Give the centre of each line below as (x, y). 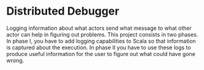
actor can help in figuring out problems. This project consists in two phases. (102, 34)
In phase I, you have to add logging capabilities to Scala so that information (101, 41)
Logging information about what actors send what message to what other (99, 28)
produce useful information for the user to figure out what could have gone (101, 54)
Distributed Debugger (63, 11)
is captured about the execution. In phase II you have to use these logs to (99, 47)
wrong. (15, 60)
